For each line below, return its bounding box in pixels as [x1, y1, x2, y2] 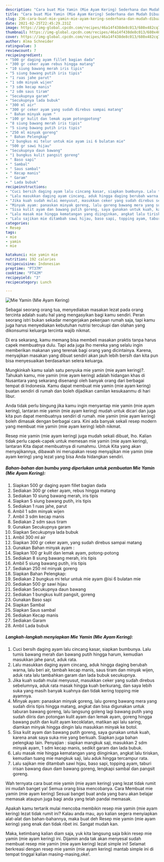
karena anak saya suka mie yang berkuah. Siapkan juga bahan [12, 734, 138, 741]
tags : [5, 230, 17, 235]
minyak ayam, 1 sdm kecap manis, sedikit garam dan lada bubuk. [12, 745, 143, 751]
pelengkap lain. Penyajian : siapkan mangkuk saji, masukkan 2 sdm [12, 740, 147, 746]
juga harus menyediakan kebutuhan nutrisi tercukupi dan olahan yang [5, 322, 146, 328]
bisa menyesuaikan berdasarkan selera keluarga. [5, 358, 104, 364]
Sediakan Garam [12, 618, 46, 623]
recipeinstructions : [5, 184, 48, 189]
